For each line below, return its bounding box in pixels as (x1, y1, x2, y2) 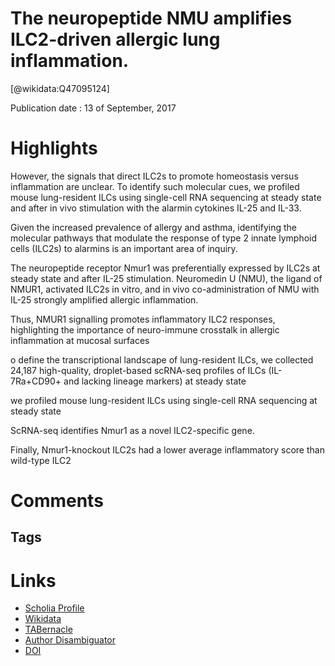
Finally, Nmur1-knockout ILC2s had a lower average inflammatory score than (10, 443, 325, 456)
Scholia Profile (24, 602, 85, 614)
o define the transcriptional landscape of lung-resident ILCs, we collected (10, 353, 314, 366)
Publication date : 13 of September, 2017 (10, 102, 177, 114)
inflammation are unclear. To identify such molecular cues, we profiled (10, 180, 300, 192)
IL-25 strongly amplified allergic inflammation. (10, 293, 199, 306)
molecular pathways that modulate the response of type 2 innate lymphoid (10, 232, 318, 244)
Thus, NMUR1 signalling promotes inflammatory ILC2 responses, (10, 313, 276, 325)
